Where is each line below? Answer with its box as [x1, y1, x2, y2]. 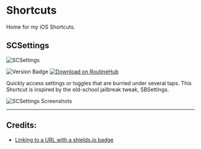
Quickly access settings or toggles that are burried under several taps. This [6, 79, 192, 86]
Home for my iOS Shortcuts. [6, 23, 76, 30]
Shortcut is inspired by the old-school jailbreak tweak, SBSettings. [6, 86, 169, 93]
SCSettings [6, 41, 50, 51]
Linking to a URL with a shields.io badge [14, 136, 114, 143]
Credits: [6, 120, 37, 131]
